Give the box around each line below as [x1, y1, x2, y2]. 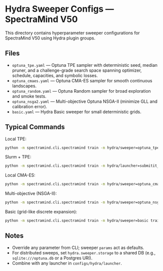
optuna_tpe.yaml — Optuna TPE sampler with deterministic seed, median [12, 62, 158, 68]
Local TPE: [5, 135, 27, 142]
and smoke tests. [12, 93, 47, 99]
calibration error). [12, 103, 48, 109]
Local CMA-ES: [5, 172, 35, 178]
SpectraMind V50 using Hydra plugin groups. [5, 35, 96, 41]
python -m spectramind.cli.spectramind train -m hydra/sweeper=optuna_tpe [5, 145, 160, 150]
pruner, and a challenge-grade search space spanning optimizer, [12, 67, 142, 73]
